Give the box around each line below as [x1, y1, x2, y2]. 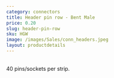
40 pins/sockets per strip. [6, 65, 70, 72]
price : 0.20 [6, 20, 36, 26]
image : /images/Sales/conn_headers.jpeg [6, 37, 109, 43]
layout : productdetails [6, 43, 66, 49]
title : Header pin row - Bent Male [6, 14, 95, 20]
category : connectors [6, 8, 61, 15]
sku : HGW [6, 31, 28, 37]
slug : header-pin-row [6, 25, 61, 32]
